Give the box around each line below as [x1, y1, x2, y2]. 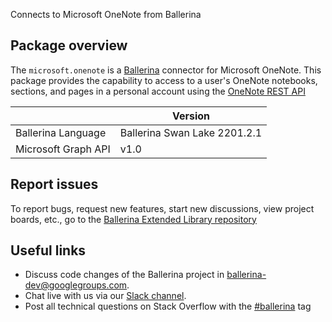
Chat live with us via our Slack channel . [24, 290, 187, 302]
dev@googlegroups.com [24, 279, 128, 291]
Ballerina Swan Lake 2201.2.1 [119, 125, 263, 139]
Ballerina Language [15, 125, 107, 139]
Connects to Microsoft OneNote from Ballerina [10, 9, 202, 20]
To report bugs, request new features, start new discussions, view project [10, 202, 315, 214]
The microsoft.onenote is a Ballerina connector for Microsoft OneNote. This [10, 64, 322, 76]
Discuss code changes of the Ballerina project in [24, 269, 225, 281]
